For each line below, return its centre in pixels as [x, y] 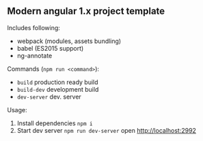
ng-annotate [35, 55]
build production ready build [57, 82]
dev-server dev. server [49, 97]
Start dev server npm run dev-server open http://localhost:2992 [107, 130]
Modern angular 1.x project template [86, 11]
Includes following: [33, 27]
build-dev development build [58, 89]
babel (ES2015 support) [50, 48]
